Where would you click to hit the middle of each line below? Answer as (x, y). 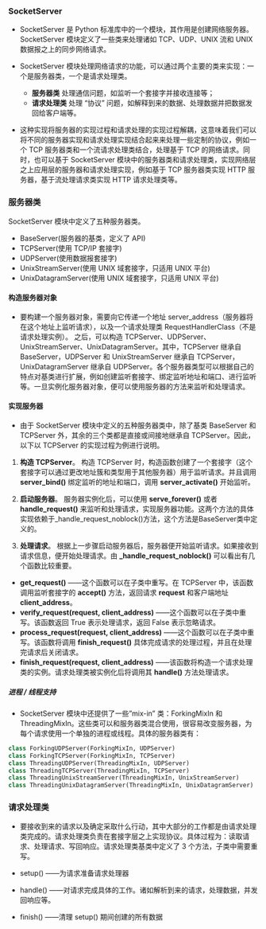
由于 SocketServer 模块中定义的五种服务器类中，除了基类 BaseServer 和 (138, 425)
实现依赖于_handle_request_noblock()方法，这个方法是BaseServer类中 (135, 519)
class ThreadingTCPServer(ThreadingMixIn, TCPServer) (99, 771)
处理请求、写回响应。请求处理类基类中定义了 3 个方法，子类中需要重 (146, 846)
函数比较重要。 (51, 566)
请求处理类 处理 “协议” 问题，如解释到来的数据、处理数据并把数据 (139, 103)
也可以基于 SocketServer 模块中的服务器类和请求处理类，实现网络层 (145, 160)
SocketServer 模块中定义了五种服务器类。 (77, 221)
